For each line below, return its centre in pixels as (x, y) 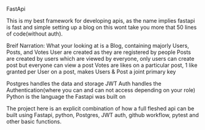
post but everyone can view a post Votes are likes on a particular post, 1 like (102, 65)
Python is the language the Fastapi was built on (66, 97)
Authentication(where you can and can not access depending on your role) (101, 90)
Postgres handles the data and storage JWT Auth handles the (84, 83)
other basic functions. (34, 121)
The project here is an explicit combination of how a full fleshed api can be (100, 109)
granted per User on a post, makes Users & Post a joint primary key (91, 72)
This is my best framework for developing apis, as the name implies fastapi (101, 21)
